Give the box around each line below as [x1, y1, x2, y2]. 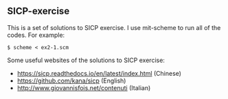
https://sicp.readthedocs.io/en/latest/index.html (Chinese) [16, 69, 182, 77]
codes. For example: [7, 31, 65, 39]
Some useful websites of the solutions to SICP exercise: [7, 56, 165, 64]
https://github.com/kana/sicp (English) [16, 76, 126, 85]
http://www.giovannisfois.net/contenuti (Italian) [16, 83, 151, 91]
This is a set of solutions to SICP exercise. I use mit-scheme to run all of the [7, 23, 221, 31]
